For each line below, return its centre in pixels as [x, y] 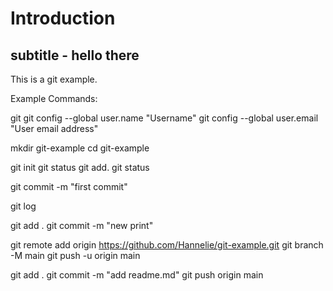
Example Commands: [54, 98]
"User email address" [54, 128]
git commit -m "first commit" [69, 186]
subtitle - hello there [75, 55]
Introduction [63, 18]
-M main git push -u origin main [75, 255]
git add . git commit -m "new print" [82, 225]
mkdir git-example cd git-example [80, 148]
